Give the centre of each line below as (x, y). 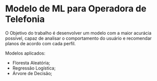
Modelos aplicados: (25, 53)
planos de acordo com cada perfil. (40, 43)
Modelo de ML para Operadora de (76, 9)
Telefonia (25, 19)
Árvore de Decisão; (32, 73)
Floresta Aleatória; (31, 63)
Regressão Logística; (34, 68)
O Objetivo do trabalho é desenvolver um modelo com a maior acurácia (78, 33)
